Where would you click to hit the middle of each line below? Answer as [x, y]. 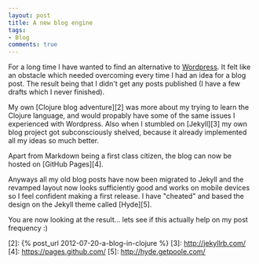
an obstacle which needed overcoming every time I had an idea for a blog [127, 75]
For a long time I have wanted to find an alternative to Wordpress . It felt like [129, 67]
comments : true [33, 45]
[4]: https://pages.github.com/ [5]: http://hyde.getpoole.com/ [107, 251]
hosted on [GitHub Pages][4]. [56, 164]
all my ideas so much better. [54, 141]
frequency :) [28, 228]
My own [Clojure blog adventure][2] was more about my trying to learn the [129, 108]
